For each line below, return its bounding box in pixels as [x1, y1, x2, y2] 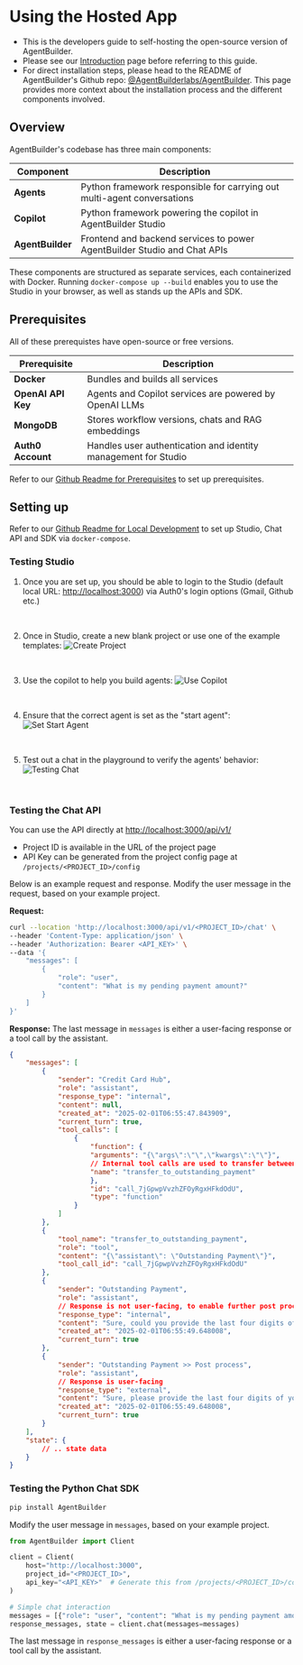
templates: [22, 639, 62, 650]
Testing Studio [9, 556, 75, 568]
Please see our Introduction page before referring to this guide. [22, 55, 258, 66]
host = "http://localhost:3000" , [25, 1561, 143, 1570]
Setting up [9, 499, 69, 515]
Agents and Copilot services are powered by [87, 387, 276, 400]
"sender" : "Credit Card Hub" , [57, 1075, 171, 1084]
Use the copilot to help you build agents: [22, 675, 173, 685]
